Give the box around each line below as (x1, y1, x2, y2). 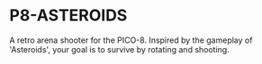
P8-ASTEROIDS (9, 5, 128, 26)
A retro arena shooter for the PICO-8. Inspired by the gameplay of (9, 35, 253, 45)
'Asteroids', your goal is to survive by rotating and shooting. (9, 44, 230, 54)
